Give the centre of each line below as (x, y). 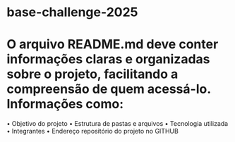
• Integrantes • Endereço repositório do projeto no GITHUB (93, 131)
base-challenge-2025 (72, 12)
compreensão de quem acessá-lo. (109, 89)
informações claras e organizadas (108, 59)
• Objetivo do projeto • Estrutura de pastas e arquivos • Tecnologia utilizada (117, 124)
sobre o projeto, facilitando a (92, 74)
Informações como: (65, 104)
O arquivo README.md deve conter (113, 45)
